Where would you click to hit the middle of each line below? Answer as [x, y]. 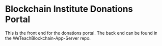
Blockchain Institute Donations [69, 9]
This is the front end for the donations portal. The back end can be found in [81, 33]
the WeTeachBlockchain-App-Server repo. [48, 38]
